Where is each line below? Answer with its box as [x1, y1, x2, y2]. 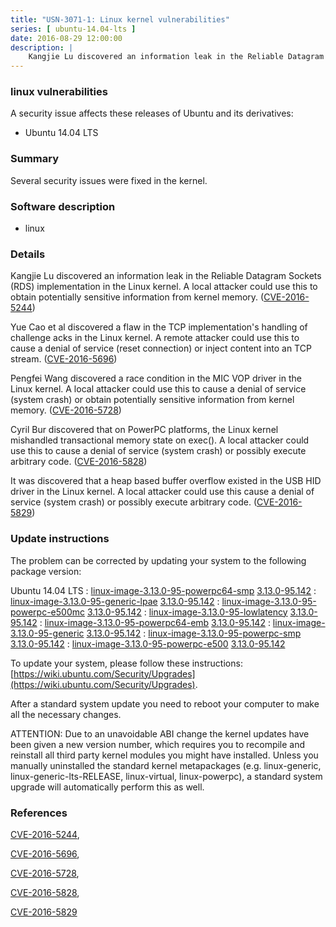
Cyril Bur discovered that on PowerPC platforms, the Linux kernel [10, 424, 279, 436]
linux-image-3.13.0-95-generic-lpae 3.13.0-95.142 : [10, 595, 220, 607]
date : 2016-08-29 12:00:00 [10, 33, 123, 43]
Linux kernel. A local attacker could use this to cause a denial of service [10, 383, 307, 395]
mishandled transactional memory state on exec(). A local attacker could [10, 434, 310, 446]
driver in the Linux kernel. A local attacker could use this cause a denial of [10, 486, 315, 498]
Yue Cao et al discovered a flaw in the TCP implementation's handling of [10, 321, 308, 333]
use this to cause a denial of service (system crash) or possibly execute [10, 445, 307, 457]
